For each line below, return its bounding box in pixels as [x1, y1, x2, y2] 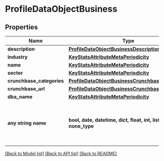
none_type [68, 123, 94, 129]
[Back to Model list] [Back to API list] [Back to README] [5, 151, 117, 156]
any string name [7, 120, 46, 126]
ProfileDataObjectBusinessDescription [68, 46, 161, 52]
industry [7, 54, 28, 60]
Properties [5, 23, 38, 31]
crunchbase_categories [7, 77, 64, 84]
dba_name [7, 93, 33, 100]
